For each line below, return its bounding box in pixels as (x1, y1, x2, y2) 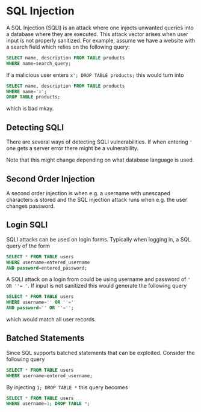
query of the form (6, 242, 50, 249)
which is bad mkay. (6, 105, 54, 112)
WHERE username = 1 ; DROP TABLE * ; (6, 401, 90, 407)
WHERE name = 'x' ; (6, 88, 47, 94)
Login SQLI (6, 220, 48, 230)
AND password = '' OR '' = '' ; (6, 305, 74, 311)
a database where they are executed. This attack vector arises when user (6, 30, 188, 37)
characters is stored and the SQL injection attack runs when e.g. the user (6, 196, 188, 203)
